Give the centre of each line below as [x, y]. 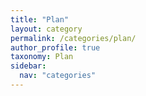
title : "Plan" [40, 19]
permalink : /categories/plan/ [73, 38]
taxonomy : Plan [42, 57]
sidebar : [28, 66]
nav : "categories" [58, 76]
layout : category [46, 29]
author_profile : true [55, 47]
